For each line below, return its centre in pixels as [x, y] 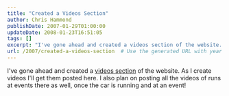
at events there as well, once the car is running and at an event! [97, 85]
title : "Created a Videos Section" [58, 13]
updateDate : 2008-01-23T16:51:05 [55, 32]
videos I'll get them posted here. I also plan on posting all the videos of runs [114, 78]
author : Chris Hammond [39, 20]
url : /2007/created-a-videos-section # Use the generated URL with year [115, 52]
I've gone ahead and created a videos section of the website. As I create [109, 70]
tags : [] [20, 39]
